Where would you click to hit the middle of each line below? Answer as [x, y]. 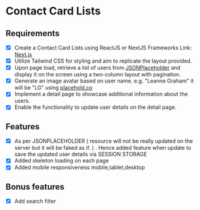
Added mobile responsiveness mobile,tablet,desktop [80, 167]
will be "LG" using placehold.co [53, 88]
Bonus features [35, 187]
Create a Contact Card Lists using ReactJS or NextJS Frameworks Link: [103, 48]
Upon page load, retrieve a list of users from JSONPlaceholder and [97, 68]
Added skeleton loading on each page [61, 161]
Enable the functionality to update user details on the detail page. [95, 107]
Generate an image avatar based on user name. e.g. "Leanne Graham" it [104, 81]
